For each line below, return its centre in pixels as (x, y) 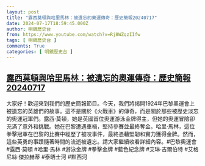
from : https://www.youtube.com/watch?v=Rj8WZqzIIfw (73, 35)
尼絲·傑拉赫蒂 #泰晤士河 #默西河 (47, 157)
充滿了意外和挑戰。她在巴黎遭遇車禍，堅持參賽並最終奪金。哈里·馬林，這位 (101, 126)
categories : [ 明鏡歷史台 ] (40, 52)
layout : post (23, 12)
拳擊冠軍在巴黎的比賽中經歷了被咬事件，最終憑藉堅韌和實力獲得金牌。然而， (103, 134)
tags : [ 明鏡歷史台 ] (31, 40)
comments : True (26, 46)
